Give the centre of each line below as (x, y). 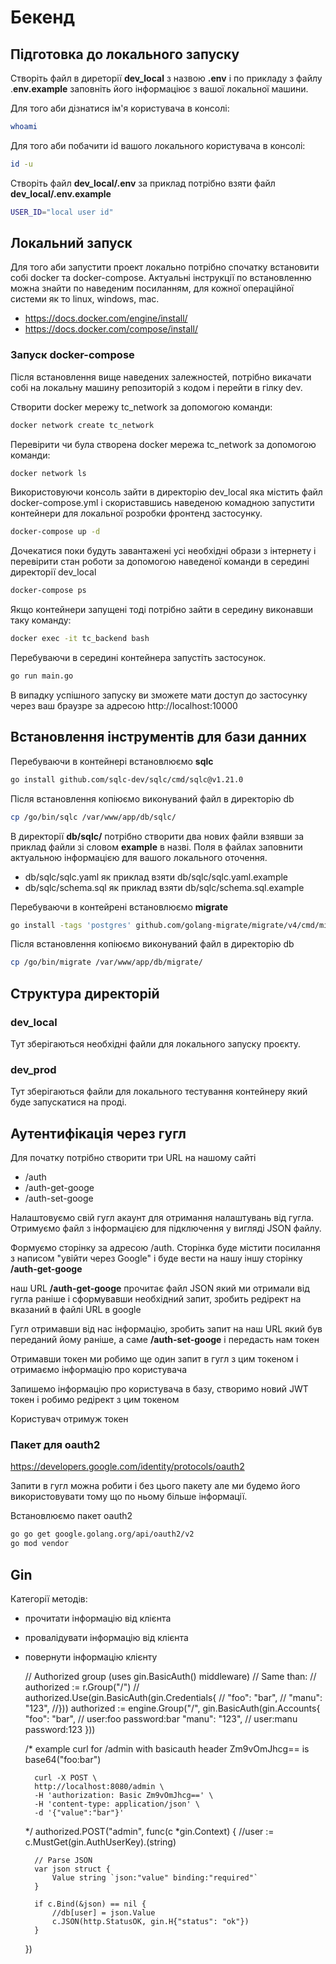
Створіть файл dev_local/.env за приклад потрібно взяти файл (143, 183)
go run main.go (42, 676)
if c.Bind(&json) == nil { (90, 1904)
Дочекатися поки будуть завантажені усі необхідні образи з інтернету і (163, 551)
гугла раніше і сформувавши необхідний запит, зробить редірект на (156, 1299)
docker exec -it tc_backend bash (80, 639)
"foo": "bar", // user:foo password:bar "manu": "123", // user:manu (161, 1718)
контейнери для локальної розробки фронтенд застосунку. (136, 513)
